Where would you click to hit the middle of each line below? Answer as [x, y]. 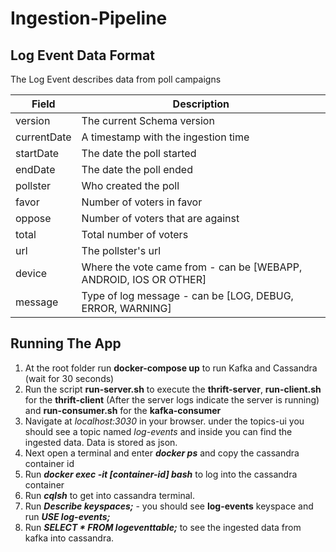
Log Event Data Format [82, 55]
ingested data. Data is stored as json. [101, 442]
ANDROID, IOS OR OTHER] [144, 279]
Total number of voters [135, 234]
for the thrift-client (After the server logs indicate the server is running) [172, 399]
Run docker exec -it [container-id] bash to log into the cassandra [161, 474]
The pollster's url [121, 250]
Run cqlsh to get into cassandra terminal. [109, 495]
